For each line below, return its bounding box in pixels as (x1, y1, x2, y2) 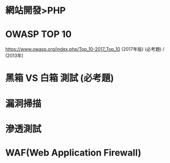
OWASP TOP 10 (5, 29, 72, 40)
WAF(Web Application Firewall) (5, 147, 142, 158)
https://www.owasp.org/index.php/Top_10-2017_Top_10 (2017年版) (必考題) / (5, 46, 165, 52)
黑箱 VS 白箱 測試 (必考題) (5, 72, 114, 84)
